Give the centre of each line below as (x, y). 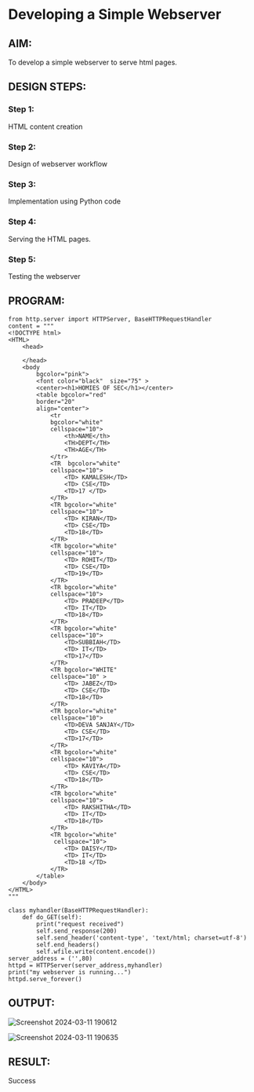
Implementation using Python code (65, 201)
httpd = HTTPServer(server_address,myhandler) (85, 965)
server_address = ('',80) (50, 958)
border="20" (56, 401)
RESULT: (29, 1062)
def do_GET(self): (52, 917)
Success (22, 1081)
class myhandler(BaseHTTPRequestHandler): (78, 910)
